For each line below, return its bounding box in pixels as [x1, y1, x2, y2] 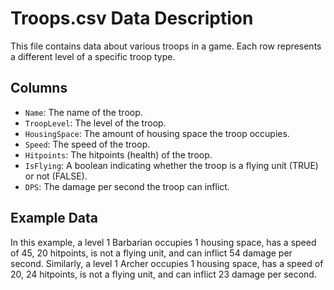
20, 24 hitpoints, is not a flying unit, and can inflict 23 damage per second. [10, 268, 317, 280]
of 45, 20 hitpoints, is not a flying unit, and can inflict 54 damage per [10, 247, 293, 259]
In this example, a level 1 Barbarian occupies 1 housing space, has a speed [10, 236, 317, 248]
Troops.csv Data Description [10, 7, 254, 30]
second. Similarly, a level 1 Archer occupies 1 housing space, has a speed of [10, 257, 324, 269]
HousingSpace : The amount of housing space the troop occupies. [24, 127, 290, 139]
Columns [10, 80, 68, 97]
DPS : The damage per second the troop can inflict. [24, 180, 230, 192]
